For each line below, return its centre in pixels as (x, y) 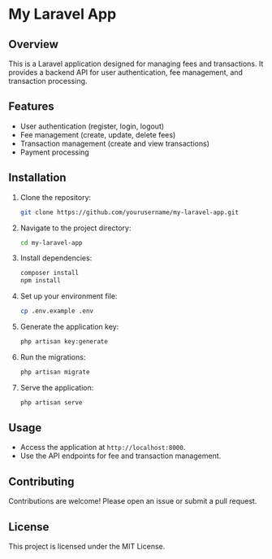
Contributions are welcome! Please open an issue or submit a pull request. (133, 501)
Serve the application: (57, 387)
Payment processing (54, 152)
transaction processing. (48, 81)
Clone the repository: (56, 197)
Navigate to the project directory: (76, 228)
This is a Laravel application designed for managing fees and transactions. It (136, 63)
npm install (40, 281)
